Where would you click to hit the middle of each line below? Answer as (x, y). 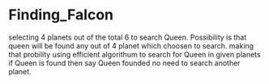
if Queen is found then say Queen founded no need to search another (124, 63)
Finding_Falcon (61, 15)
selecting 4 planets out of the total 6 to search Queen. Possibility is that (128, 37)
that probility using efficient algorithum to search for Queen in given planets (134, 54)
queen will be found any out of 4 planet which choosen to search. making (131, 45)
